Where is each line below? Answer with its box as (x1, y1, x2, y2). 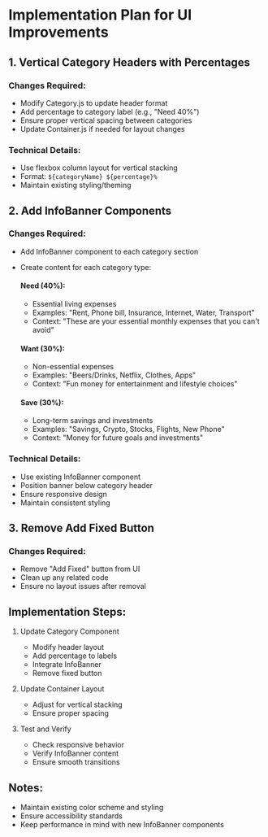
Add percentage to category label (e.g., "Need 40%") (19, 107, 200, 116)
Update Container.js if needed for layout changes (19, 124, 185, 133)
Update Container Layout (19, 684, 105, 694)
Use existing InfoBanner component (19, 472, 140, 482)
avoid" (32, 325, 54, 335)
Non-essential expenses (32, 362, 115, 372)
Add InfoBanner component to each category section (19, 246, 199, 256)
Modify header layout (32, 643, 104, 652)
